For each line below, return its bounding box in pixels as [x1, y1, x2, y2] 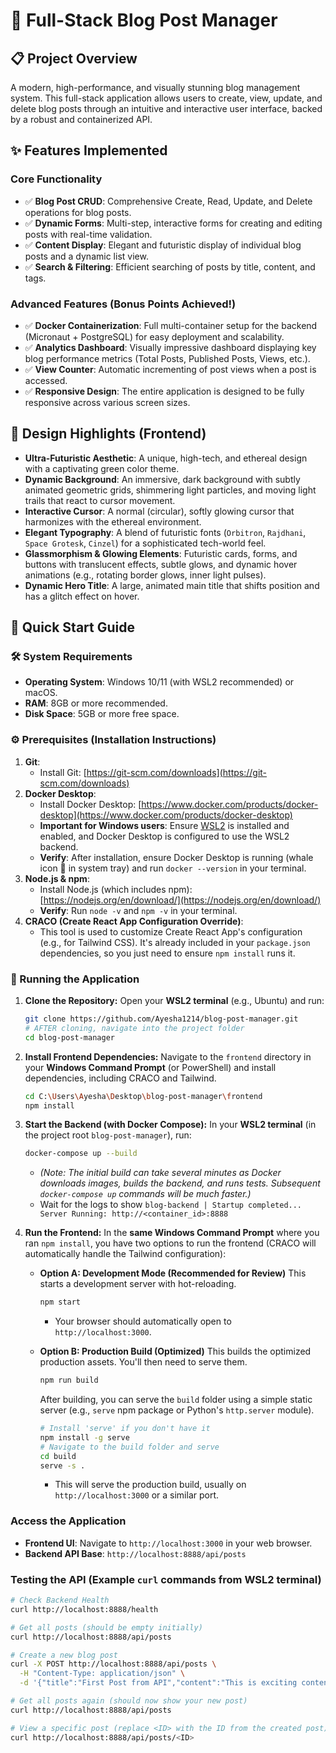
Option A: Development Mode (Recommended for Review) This [39, 1267, 307, 1279]
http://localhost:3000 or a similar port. [54, 1489, 220, 1501]
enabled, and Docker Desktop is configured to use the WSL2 [39, 830, 290, 842]
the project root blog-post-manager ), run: [24, 1129, 192, 1141]
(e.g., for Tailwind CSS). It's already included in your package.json [39, 936, 311, 948]
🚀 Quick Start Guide [10, 619, 135, 636]
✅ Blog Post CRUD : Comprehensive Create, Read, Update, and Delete [24, 195, 313, 207]
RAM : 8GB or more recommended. [24, 697, 168, 709]
